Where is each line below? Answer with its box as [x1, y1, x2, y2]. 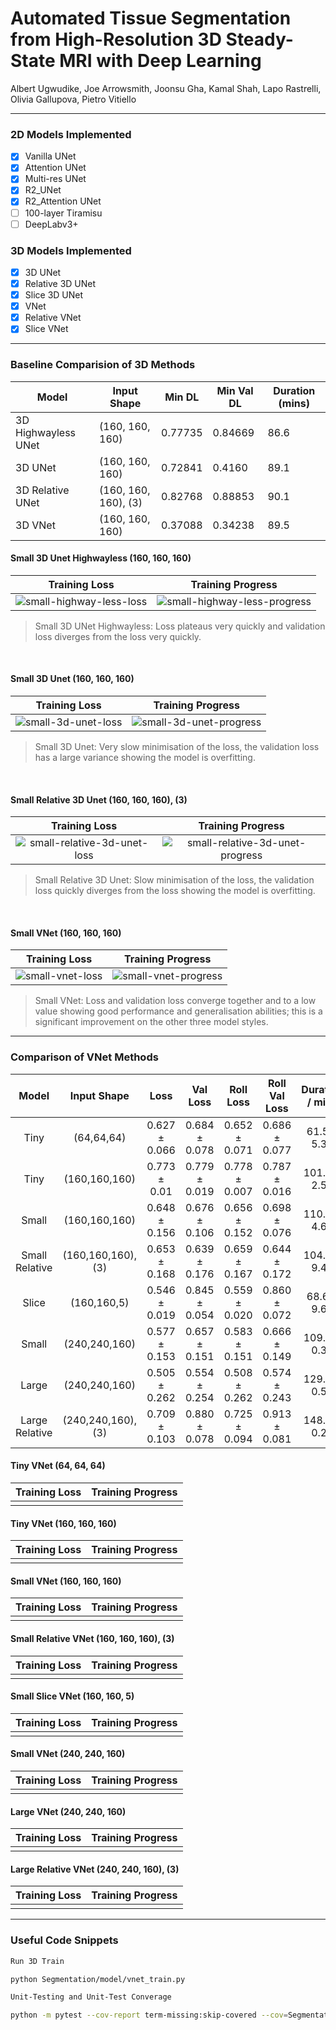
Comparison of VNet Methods [10, 1050, 159, 1064]
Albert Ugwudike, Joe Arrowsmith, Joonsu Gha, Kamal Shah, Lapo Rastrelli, [10, 82, 322, 94]
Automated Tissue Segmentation [10, 7, 292, 30]
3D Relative [15, 483, 70, 497]
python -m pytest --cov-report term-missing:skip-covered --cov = [10, 2010, 288, 2021]
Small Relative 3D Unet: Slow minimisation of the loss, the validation [34, 874, 315, 886]
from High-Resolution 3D [10, 28, 222, 51]
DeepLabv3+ [24, 218, 79, 230]
